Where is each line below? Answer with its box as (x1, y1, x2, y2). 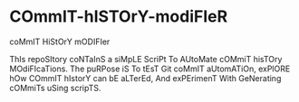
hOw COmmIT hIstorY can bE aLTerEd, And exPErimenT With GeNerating (9, 72, 282, 83)
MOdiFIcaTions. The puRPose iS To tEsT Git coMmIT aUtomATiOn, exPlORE (9, 63, 291, 74)
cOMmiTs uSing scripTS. (9, 82, 101, 93)
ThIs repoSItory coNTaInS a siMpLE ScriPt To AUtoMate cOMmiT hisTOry (9, 53, 283, 64)
